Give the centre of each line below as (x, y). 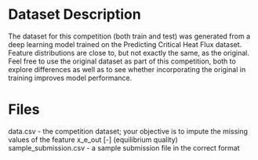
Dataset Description (74, 15)
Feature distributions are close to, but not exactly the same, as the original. (129, 53)
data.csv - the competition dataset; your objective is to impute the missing (128, 131)
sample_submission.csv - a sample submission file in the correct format (124, 147)
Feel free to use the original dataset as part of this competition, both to (122, 61)
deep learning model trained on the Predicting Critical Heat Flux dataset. (125, 44)
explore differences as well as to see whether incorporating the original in (127, 69)
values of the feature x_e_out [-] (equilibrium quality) (93, 140)
